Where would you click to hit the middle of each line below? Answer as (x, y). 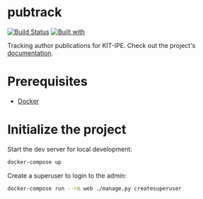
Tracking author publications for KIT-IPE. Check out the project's (101, 45)
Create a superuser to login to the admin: (67, 175)
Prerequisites (48, 82)
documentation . (30, 53)
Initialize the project (67, 129)
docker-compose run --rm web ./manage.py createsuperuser (94, 188)
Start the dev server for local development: (70, 149)
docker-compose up (34, 162)
